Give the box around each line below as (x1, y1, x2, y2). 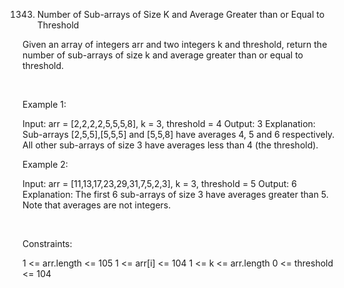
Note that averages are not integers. (22, 199, 172, 211)
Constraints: (22, 238, 73, 249)
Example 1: (22, 99, 67, 110)
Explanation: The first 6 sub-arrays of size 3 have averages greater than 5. (22, 189, 329, 200)
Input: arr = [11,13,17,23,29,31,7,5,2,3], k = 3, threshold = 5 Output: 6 (22, 178, 297, 189)
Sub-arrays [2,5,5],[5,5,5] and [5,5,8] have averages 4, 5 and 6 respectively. (22, 129, 335, 140)
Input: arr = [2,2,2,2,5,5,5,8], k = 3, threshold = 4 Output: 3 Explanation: (22, 118, 316, 129)
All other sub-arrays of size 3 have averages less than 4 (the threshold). (22, 139, 319, 151)
